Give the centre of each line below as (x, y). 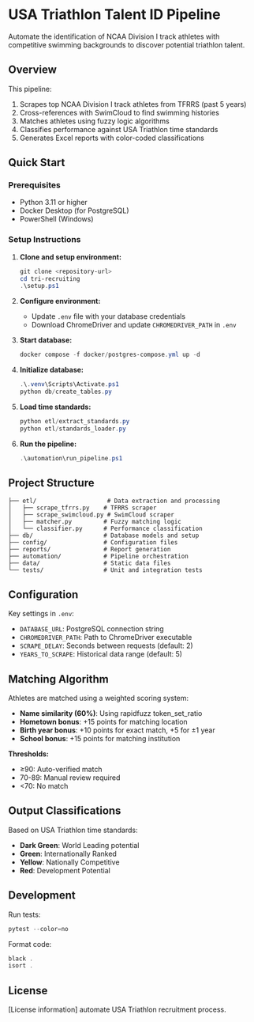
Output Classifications (65, 811)
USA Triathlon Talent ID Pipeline (114, 15)
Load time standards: (55, 407)
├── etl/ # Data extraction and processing (114, 501)
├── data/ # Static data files (90, 563)
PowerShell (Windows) (56, 219)
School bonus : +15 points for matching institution (100, 739)
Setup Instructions (45, 240)
